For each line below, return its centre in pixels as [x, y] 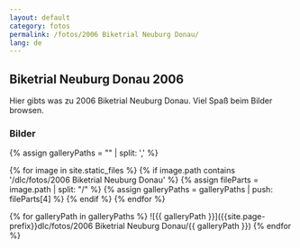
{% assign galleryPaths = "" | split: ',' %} [84, 153]
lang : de [26, 43]
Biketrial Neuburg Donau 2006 [97, 79]
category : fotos [40, 26]
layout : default [40, 18]
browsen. [27, 111]
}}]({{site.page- [236, 217]
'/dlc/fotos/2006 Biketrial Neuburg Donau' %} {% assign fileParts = [134, 180]
